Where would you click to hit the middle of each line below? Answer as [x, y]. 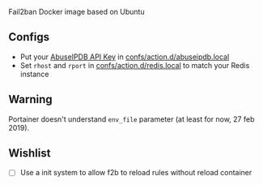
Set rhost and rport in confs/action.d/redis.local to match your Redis [135, 65]
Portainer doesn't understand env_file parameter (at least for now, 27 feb [131, 119]
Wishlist [30, 153]
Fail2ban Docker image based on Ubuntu [76, 12]
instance [34, 74]
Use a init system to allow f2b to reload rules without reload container [136, 173]
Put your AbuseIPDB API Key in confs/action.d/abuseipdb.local [125, 57]
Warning [30, 99]
